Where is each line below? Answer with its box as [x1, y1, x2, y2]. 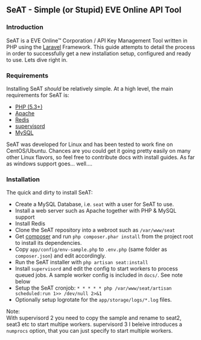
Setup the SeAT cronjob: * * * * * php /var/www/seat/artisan [14, 284, 172, 292]
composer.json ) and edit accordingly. [14, 252, 107, 259]
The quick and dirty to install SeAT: [6, 189, 93, 196]
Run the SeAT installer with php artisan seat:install [14, 259, 148, 266]
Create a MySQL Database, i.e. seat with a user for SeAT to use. [14, 201, 174, 208]
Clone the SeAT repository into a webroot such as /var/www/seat [14, 227, 176, 234]
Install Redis [14, 220, 45, 227]
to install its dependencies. [14, 239, 82, 247]
